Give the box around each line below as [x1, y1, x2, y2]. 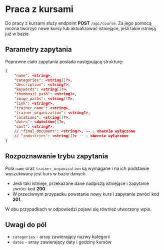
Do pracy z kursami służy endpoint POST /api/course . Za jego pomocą [5, 20, 151, 26]
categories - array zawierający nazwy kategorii [12, 234, 110, 240]
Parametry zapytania [5, 45, 72, 54]
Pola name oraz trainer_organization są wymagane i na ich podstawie [5, 165, 149, 171]
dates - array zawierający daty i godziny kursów [12, 239, 111, 245]
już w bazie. [5, 31, 30, 37]
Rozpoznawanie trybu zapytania [5, 152, 108, 161]
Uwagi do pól [5, 220, 47, 229]
